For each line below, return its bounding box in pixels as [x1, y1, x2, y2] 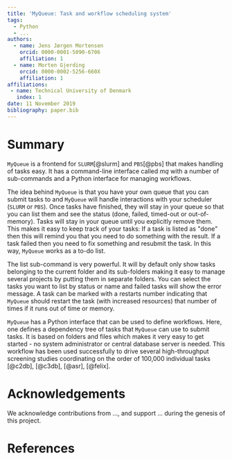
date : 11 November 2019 [7, 100, 76, 107]
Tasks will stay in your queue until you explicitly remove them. [36, 217, 213, 225]
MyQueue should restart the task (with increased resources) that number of [7, 297, 217, 305]
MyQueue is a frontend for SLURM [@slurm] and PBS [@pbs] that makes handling [7, 159, 224, 168]
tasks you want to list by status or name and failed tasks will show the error [7, 282, 222, 290]
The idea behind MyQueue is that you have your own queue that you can [7, 188, 209, 196]
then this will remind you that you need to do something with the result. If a [7, 231, 221, 240]
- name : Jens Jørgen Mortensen [13, 42, 104, 49]
